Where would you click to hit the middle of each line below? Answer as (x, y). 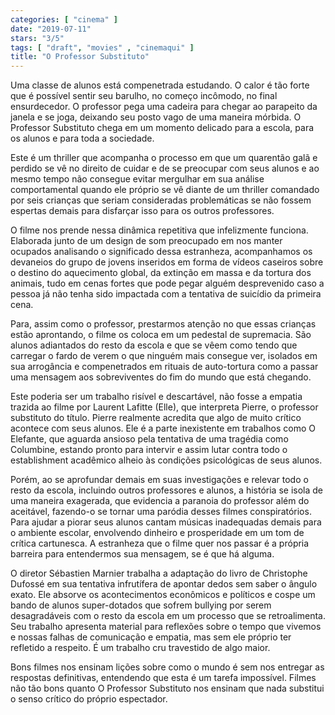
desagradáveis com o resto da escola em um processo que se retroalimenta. (168, 616)
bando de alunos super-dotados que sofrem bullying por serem (141, 605)
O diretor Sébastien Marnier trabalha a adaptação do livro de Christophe (159, 573)
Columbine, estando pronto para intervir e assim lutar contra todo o (149, 450)
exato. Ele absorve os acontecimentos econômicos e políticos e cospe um (163, 595)
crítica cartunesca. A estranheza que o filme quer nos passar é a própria (160, 543)
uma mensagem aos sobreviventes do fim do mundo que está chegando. (161, 377)
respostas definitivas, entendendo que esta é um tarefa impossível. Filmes (163, 678)
